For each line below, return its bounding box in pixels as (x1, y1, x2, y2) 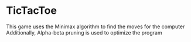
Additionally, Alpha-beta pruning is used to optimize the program (6, 29, 162, 36)
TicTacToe (6, 4, 57, 17)
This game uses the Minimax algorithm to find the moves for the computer (6, 23, 185, 30)
